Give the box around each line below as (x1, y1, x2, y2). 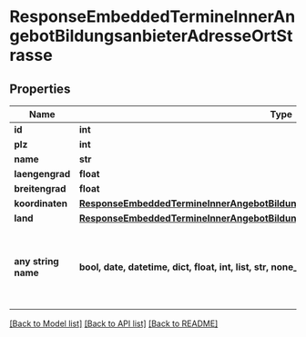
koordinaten (14, 197, 68, 210)
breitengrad (14, 183, 66, 194)
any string (14, 255, 59, 267)
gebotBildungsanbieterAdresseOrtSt (9, 25, 293, 46)
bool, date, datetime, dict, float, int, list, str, (78, 261, 270, 273)
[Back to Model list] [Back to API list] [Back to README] (9, 318, 219, 329)
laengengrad (14, 168, 71, 180)
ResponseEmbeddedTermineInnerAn (9, 6, 296, 27)
